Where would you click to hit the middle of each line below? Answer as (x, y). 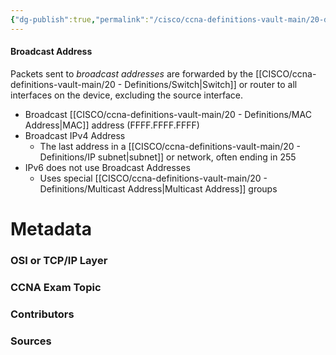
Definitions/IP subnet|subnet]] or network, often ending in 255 (168, 157)
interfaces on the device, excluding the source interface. (127, 95)
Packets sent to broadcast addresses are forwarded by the (132, 73)
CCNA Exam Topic (56, 287)
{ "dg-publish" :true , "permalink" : (80, 19)
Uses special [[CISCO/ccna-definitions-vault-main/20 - (153, 178)
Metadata (51, 229)
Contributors (42, 314)
